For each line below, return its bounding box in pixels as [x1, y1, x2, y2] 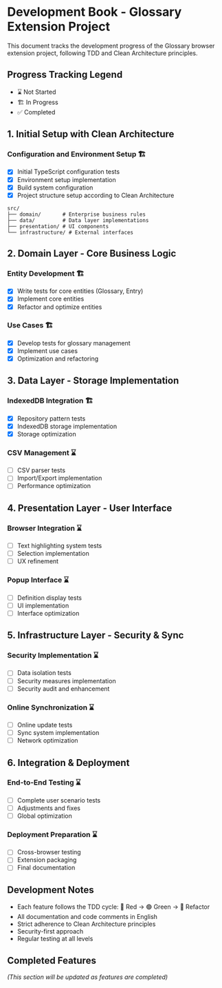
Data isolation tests [16, 669, 72, 677]
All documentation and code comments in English [16, 913, 158, 921]
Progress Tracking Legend [7, 69, 123, 81]
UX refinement [16, 557, 59, 565]
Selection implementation [16, 550, 89, 558]
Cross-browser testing [16, 848, 81, 856]
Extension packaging [16, 856, 77, 864]
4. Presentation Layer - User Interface [7, 502, 173, 514]
